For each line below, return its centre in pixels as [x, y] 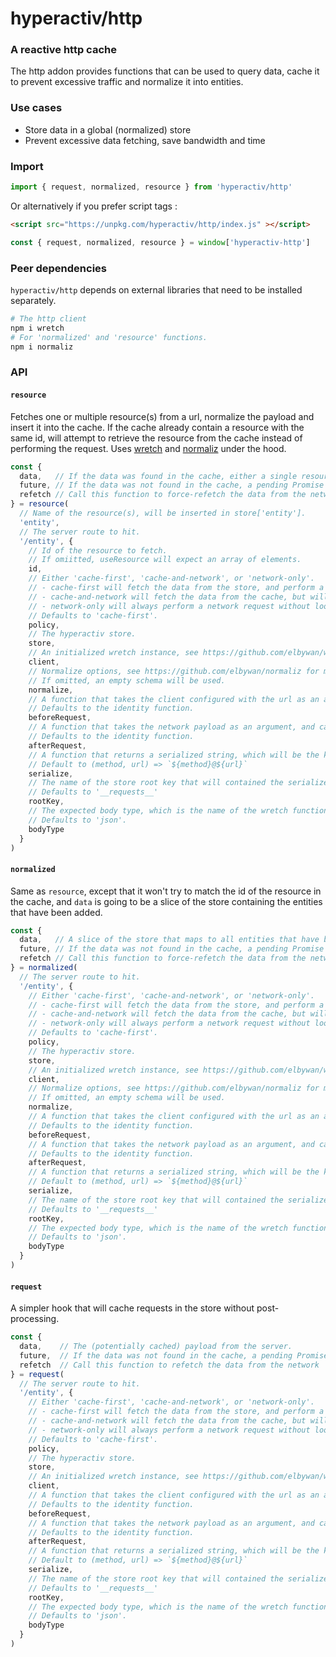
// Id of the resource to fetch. [98, 550]
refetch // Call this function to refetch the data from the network [169, 1365]
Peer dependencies [59, 268]
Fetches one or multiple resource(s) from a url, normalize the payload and [162, 416]
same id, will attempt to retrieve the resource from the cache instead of [156, 438]
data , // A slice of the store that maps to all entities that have [169, 940]
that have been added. [56, 912]
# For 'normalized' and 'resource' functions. [109, 337]
